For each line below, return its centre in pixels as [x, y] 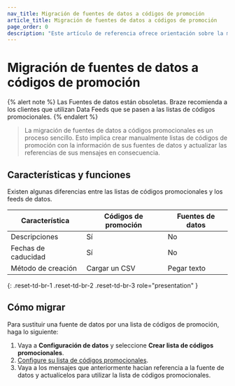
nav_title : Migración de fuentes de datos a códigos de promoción [106, 14]
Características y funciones [69, 174]
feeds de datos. [30, 199]
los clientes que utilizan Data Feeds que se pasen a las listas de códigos [111, 110]
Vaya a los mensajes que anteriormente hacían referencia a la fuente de [121, 367]
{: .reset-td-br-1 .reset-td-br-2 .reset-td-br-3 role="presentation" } [103, 285]
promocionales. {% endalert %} [53, 117]
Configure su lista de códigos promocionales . [83, 360]
